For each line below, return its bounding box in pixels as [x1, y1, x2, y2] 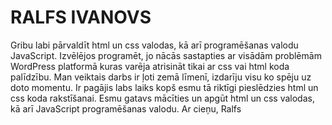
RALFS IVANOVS [10, 6, 152, 29]
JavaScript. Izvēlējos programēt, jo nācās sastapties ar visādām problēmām [10, 49, 322, 61]
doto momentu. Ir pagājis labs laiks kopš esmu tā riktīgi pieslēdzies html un [10, 81, 319, 93]
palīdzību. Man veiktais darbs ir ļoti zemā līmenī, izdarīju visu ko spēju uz [10, 71, 312, 83]
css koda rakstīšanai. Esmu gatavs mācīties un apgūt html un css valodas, [10, 92, 315, 104]
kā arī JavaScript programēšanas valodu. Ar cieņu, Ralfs [10, 102, 242, 115]
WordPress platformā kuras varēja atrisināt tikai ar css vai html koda [10, 60, 290, 72]
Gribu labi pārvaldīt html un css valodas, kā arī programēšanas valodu [10, 39, 299, 51]
